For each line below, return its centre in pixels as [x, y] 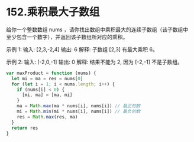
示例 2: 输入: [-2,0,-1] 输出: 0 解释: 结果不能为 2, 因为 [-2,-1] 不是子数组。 [95, 62]
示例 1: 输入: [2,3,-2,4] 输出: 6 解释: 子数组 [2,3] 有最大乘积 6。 [82, 49]
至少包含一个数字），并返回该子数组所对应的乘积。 [67, 37]
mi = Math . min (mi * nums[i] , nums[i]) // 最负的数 [79, 112]
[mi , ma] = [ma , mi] [47, 95]
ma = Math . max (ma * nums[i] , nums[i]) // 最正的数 [79, 106]
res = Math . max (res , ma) [47, 117]
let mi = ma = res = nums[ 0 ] [47, 78]
